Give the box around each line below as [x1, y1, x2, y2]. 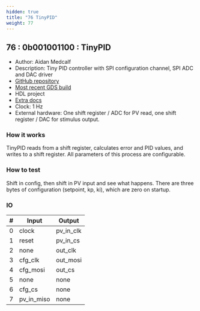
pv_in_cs [56, 236, 80, 245]
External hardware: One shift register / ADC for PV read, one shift [14, 109, 177, 117]
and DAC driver [14, 71, 53, 78]
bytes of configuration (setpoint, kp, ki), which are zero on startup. [6, 186, 171, 193]
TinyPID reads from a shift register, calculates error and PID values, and [6, 144, 183, 152]
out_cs [56, 266, 75, 274]
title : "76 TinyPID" [6, 14, 58, 20]
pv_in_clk [56, 227, 82, 235]
